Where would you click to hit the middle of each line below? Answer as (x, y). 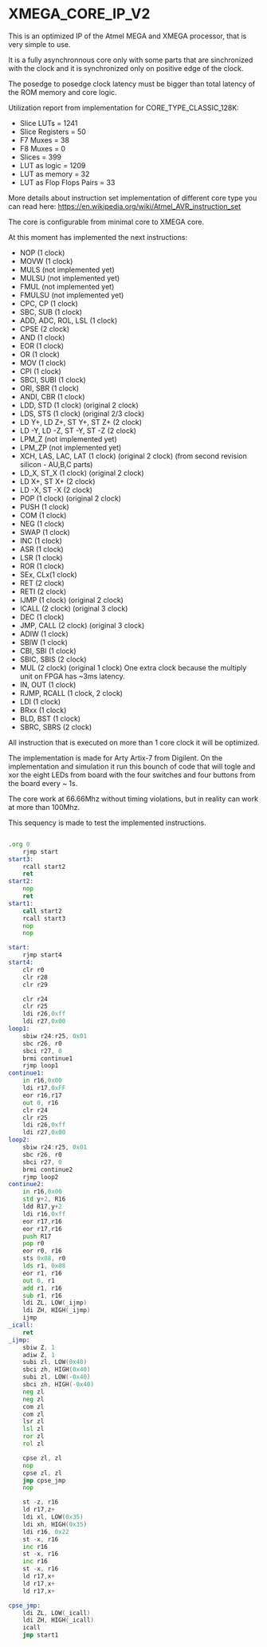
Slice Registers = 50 (53, 132)
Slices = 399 (41, 157)
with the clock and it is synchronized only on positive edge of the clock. (126, 68)
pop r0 (33, 1244)
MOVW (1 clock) (46, 261)
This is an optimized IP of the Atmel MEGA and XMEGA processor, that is (128, 36)
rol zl (33, 1444)
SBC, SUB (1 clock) (51, 312)
